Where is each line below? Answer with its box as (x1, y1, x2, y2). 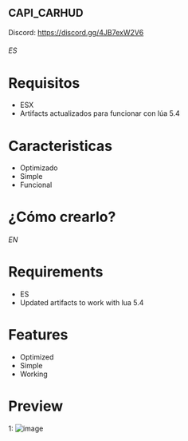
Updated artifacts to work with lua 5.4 (19, 298, 144, 307)
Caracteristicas (8, 137, 113, 155)
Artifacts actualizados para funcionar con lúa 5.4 (19, 109, 181, 118)
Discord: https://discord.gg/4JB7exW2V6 (8, 27, 144, 37)
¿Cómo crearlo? (8, 208, 116, 226)
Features (8, 326, 69, 344)
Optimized (19, 352, 54, 362)
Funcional (19, 180, 53, 190)
